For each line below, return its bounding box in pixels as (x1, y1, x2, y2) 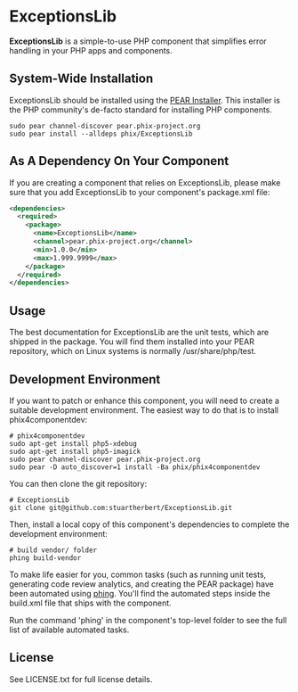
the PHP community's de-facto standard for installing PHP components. (9, 104, 273, 115)
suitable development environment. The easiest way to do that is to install (9, 404, 278, 416)
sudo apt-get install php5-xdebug (9, 439, 138, 448)
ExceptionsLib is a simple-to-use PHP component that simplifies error (9, 36, 267, 46)
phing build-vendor (9, 553, 82, 563)
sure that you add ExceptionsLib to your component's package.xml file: (9, 186, 270, 197)
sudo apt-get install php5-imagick (9, 447, 141, 456)
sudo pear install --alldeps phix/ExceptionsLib (9, 129, 193, 138)
